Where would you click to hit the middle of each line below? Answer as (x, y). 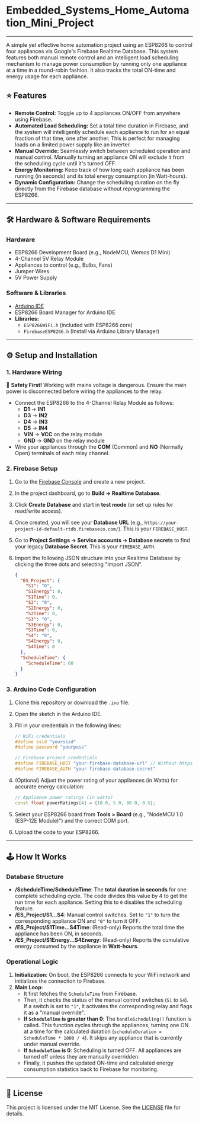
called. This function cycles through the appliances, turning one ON (106, 1025)
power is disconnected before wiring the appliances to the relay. (84, 391)
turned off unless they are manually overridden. (82, 1056)
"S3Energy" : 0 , (44, 625)
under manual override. (52, 1044)
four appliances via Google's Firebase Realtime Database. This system (92, 51)
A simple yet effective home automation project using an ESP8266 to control (99, 44)
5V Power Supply (36, 278)
